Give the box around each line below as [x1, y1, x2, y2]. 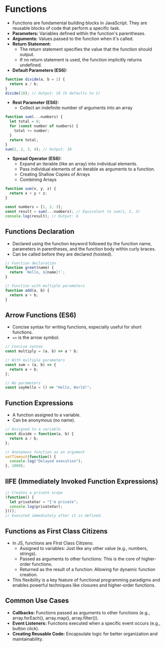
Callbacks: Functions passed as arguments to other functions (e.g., [12, 609, 150, 615]
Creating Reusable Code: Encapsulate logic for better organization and [12, 631, 158, 637]
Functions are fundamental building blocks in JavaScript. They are [12, 20, 147, 26]
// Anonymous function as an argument [5, 449, 85, 454]
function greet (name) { [5, 265, 54, 270]
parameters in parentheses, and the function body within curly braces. [12, 246, 156, 252]
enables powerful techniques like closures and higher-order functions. [12, 582, 156, 588]
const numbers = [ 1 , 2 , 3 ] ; [5, 205, 63, 210]
